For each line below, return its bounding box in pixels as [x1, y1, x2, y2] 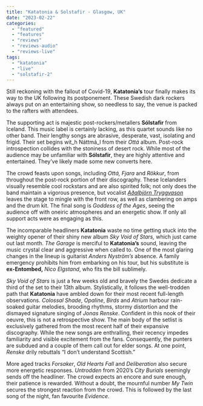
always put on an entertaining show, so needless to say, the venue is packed [6, 101, 198, 108]
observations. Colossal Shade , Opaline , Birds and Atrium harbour [6, 296, 170, 304]
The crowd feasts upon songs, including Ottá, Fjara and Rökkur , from [6, 170, 179, 177]
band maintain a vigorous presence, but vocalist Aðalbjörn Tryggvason [6, 189, 184, 197]
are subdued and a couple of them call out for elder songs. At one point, [6, 342, 187, 349]
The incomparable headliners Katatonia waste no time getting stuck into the [6, 226, 197, 234]
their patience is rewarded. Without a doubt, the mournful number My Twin [6, 380, 193, 387]
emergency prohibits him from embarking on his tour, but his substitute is [6, 259, 189, 267]
